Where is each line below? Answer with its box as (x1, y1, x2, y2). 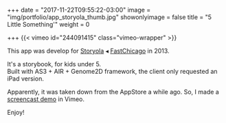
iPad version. (7, 74, 45, 83)
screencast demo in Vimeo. (7, 95, 84, 103)
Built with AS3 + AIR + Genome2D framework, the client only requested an (7, 68, 218, 75)
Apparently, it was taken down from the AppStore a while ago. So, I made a (7, 88, 220, 96)
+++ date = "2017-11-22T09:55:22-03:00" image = (7, 6, 151, 14)
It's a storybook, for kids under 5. (7, 60, 102, 68)
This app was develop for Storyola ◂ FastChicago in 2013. (7, 47, 170, 55)
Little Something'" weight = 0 (7, 20, 90, 28)
